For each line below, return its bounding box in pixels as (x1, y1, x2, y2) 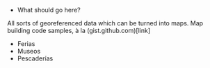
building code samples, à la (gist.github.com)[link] (7, 27, 151, 34)
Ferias (17, 40, 35, 47)
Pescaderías (17, 54, 54, 63)
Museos (17, 47, 41, 55)
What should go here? (17, 6, 81, 14)
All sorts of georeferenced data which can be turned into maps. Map (7, 19, 204, 27)
